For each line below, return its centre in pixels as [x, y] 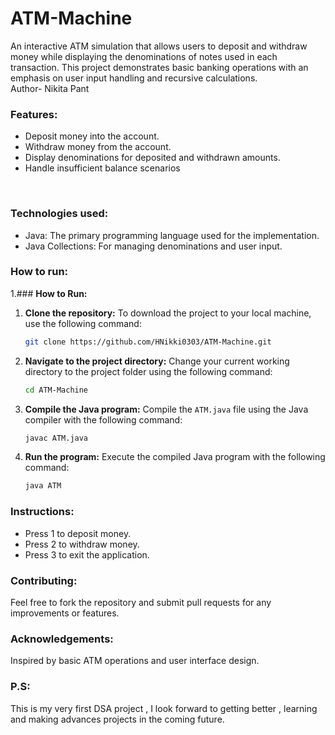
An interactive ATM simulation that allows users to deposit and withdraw [159, 46]
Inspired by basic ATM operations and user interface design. [135, 661]
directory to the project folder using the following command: [148, 371]
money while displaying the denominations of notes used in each [144, 56]
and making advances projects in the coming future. [117, 719]
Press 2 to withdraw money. [82, 544]
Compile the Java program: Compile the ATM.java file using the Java [166, 409]
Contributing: [44, 580]
